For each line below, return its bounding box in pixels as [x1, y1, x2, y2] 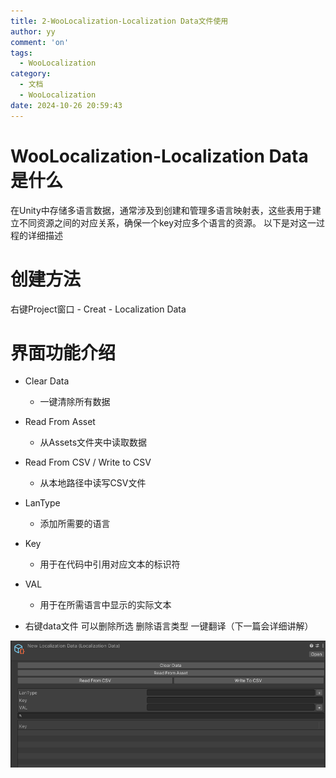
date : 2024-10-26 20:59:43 [10, 100, 123, 110]
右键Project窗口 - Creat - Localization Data [10, 303, 187, 315]
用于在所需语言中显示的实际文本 [39, 599, 172, 611]
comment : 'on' [10, 37, 70, 47]
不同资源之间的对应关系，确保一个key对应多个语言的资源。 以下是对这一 [18, 216, 317, 229]
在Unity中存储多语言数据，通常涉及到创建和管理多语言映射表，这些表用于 [10, 204, 313, 216]
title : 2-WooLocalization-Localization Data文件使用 [10, 16, 229, 26]
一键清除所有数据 [39, 396, 111, 408]
